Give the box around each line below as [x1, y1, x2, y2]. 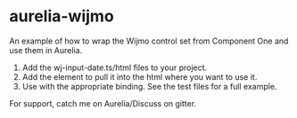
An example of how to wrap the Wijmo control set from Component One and [9, 35, 289, 46]
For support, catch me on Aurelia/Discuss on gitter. [9, 98, 197, 108]
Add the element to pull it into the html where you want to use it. [21, 71, 258, 82]
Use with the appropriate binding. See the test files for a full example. [21, 81, 277, 91]
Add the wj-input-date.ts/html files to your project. [21, 62, 208, 73]
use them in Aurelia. [9, 44, 83, 55]
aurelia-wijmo [9, 6, 114, 27]
